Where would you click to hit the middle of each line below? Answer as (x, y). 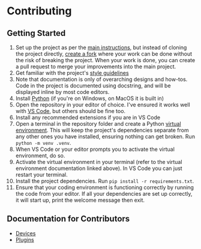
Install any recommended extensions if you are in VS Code (88, 117)
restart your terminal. (41, 174)
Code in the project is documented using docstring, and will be (93, 86)
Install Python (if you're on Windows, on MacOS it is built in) (90, 98)
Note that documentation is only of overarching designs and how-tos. (101, 79)
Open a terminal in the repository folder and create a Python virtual (98, 124)
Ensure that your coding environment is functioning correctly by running (105, 187)
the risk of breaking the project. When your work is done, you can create (105, 60)
